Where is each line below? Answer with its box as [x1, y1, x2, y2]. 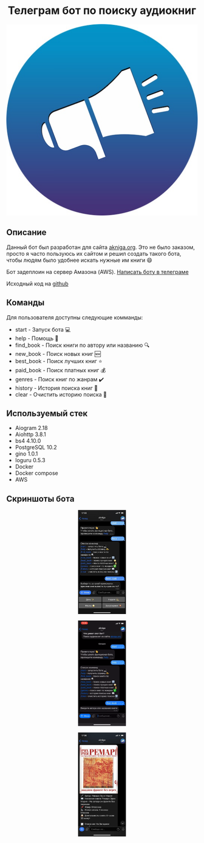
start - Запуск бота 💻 [15, 326, 71, 333]
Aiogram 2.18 [15, 425, 48, 432]
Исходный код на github [6, 280, 69, 287]
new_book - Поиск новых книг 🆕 [15, 350, 101, 357]
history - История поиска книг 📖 [15, 384, 98, 392]
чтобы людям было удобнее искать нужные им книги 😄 [6, 256, 153, 264]
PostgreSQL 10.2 [15, 444, 57, 451]
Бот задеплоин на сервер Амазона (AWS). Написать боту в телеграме [6, 268, 189, 275]
